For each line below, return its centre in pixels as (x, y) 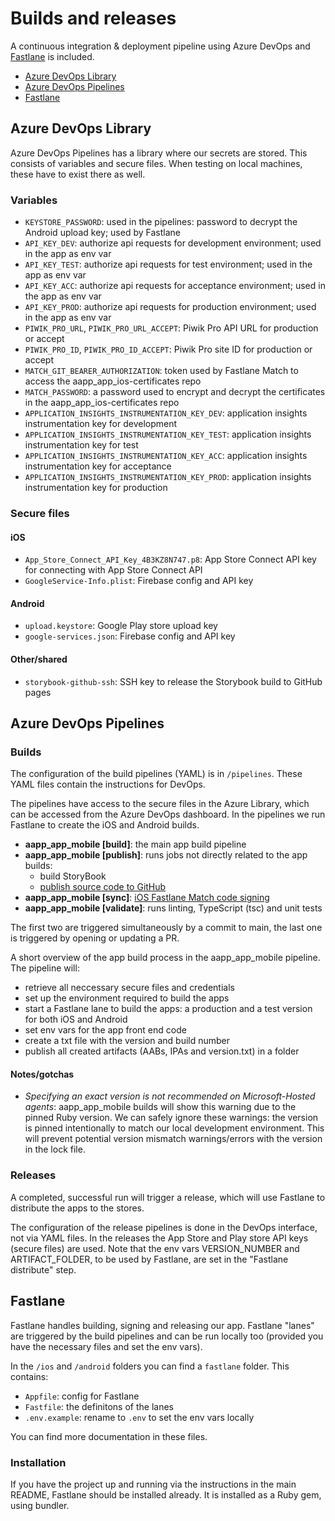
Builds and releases (93, 18)
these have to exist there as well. (78, 174)
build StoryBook (73, 876)
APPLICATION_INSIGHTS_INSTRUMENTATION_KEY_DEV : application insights (166, 413)
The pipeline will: (45, 968)
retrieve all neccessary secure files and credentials (129, 988)
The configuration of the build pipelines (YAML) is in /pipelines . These (156, 774)
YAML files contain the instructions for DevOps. (108, 784)
